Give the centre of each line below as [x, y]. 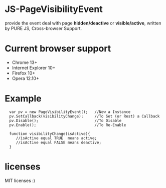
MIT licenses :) [20, 180]
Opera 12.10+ [26, 78]
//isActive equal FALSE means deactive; [58, 142]
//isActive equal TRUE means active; [56, 138]
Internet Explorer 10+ [34, 67]
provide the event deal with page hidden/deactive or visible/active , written [83, 23]
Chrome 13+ [25, 62]
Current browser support [58, 49]
